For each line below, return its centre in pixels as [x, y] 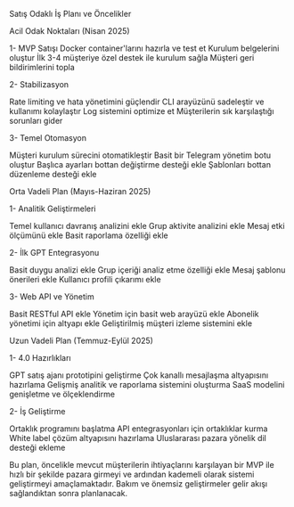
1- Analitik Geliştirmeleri [53, 209]
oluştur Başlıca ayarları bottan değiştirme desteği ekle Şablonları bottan [140, 164]
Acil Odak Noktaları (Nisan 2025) [70, 31]
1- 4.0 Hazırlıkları [40, 358]
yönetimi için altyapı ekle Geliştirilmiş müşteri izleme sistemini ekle [131, 323]
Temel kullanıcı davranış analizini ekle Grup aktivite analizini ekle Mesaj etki [147, 226]
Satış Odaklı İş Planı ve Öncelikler [70, 14]
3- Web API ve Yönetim [52, 297]
